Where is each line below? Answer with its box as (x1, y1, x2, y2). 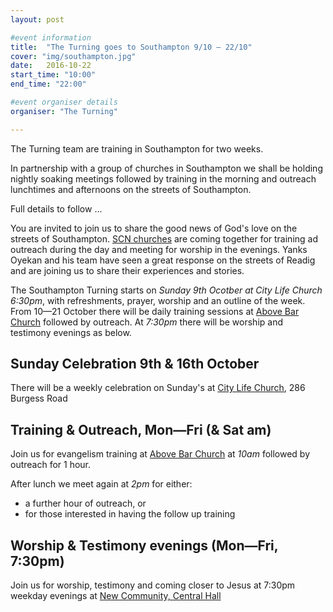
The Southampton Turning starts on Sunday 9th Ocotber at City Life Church (10, 284, 323, 296)
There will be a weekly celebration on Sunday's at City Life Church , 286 (10, 382, 306, 394)
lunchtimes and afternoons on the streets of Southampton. (10, 183, 252, 195)
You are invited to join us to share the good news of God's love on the (10, 222, 298, 234)
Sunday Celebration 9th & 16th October (10, 356, 260, 373)
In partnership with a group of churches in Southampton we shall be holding (10, 162, 323, 174)
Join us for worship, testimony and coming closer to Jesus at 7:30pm (10, 579, 296, 591)
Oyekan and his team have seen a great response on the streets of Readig (10, 254, 316, 266)
